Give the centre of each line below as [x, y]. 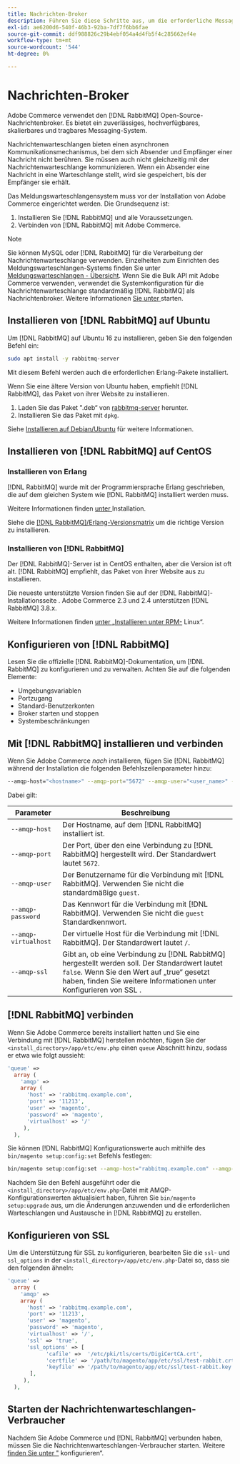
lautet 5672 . [81, 863]
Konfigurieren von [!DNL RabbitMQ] [88, 645]
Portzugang [35, 698]
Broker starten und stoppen [58, 713]
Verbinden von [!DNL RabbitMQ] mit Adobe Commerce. [99, 225]
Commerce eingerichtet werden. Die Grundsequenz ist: [89, 204]
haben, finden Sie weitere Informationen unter [139, 981]
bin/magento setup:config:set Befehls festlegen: [80, 1156]
